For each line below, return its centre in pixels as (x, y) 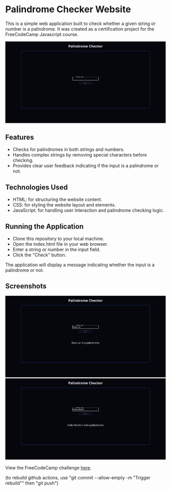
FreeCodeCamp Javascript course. (42, 34)
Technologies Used (36, 187)
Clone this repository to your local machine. (58, 239)
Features (20, 137)
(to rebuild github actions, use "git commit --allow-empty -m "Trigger (78, 478)
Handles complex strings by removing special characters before (80, 155)
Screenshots (26, 286)
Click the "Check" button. (39, 255)
